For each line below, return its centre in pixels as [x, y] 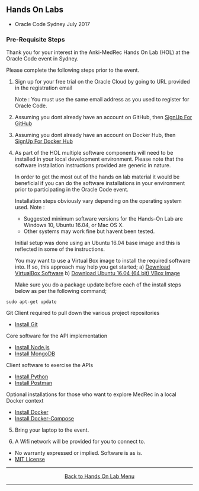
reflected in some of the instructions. [60, 249]
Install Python [31, 377]
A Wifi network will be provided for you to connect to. [80, 442]
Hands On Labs [35, 10]
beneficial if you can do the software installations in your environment [100, 183]
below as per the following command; [61, 291]
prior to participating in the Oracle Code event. [72, 190]
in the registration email [44, 88]
